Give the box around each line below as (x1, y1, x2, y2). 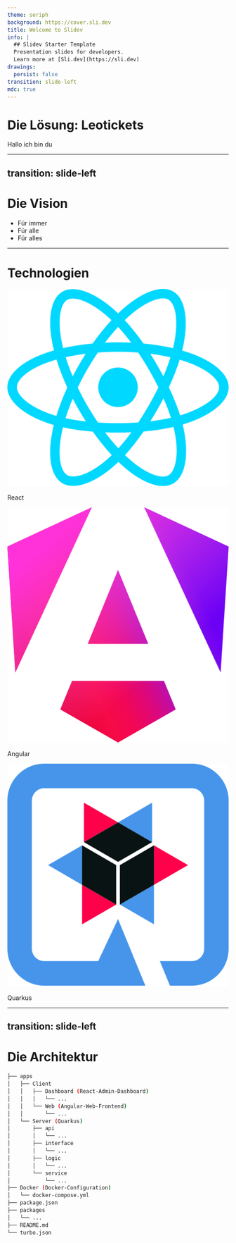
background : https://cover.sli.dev (7, 18, 112, 26)
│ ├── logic (7, 1154, 61, 1162)
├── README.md (7, 1221, 49, 1229)
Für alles (17, 233, 43, 242)
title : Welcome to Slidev (7, 26, 83, 33)
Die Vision (7, 195, 68, 211)
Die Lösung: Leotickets (7, 117, 144, 133)
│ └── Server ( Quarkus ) (7, 1118, 83, 1125)
